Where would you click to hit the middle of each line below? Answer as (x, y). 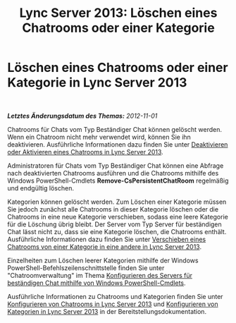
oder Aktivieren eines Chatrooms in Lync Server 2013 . (85, 152)
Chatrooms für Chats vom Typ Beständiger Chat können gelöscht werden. (115, 129)
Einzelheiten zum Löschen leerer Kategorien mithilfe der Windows (103, 260)
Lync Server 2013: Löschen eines (118, 13)
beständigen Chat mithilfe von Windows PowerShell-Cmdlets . (97, 283)
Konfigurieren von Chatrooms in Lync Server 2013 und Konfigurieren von (113, 304)
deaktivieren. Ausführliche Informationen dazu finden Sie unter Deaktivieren (118, 144)
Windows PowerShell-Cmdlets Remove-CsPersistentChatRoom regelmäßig (118, 181)
